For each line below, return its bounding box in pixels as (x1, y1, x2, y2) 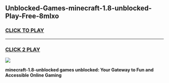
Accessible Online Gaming (5, 72, 62, 78)
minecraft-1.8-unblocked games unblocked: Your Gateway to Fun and (5, 66, 154, 72)
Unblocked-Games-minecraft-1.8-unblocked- (5, 4, 152, 13)
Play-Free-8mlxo (5, 12, 59, 21)
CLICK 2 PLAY (5, 46, 40, 53)
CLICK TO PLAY (5, 27, 44, 34)
